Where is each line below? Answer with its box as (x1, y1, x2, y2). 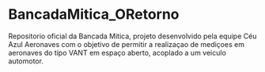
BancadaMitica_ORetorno (8, 5, 180, 23)
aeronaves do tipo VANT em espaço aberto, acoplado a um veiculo (8, 48, 227, 57)
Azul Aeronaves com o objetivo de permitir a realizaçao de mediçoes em (8, 39, 245, 49)
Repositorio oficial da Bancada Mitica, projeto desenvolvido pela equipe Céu (8, 31, 257, 41)
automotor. (8, 56, 44, 66)
